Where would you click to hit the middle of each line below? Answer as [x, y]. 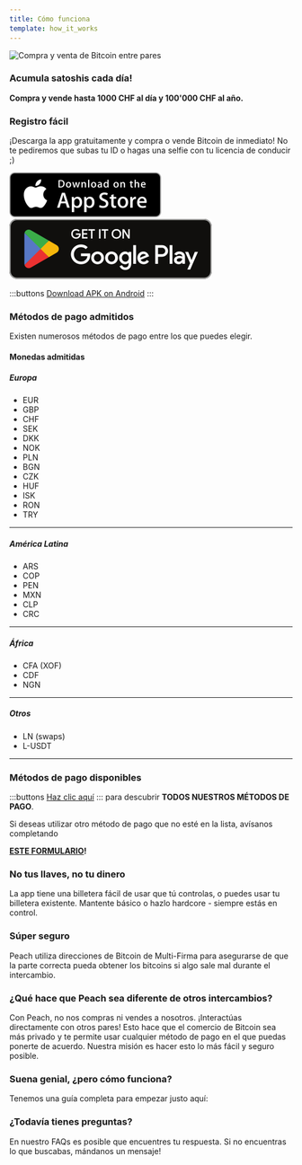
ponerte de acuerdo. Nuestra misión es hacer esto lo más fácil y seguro [142, 1046]
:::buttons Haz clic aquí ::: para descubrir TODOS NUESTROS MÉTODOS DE [149, 797]
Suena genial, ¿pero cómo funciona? [91, 1079]
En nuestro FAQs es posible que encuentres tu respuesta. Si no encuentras [148, 1142]
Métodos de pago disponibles [75, 777]
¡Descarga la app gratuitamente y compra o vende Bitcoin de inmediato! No [149, 141]
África [22, 643]
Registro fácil [39, 121]
